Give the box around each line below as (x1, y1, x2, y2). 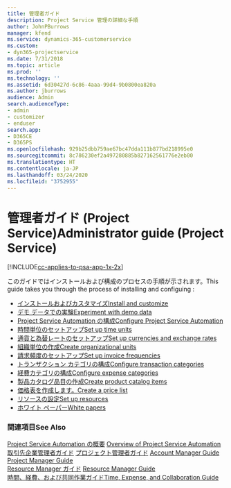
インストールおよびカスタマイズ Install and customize (17, 299, 169, 308)
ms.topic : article (7, 62, 60, 69)
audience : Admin (7, 94, 54, 101)
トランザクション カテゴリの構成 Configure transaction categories (17, 360, 204, 369)
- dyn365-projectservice (7, 49, 79, 56)
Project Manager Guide (7, 456, 73, 464)
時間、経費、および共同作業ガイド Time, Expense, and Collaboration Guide (7, 473, 219, 481)
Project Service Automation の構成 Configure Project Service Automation (17, 317, 223, 325)
